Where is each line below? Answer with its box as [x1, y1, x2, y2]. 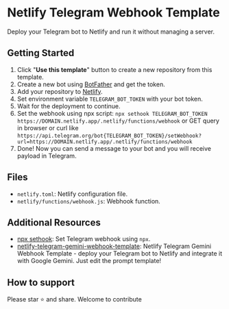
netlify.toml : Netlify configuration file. [16, 190, 128, 198]
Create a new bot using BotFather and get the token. [16, 80, 166, 88]
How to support [7, 276, 75, 288]
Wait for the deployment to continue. [16, 101, 121, 110]
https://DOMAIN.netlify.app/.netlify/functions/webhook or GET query [16, 116, 219, 125]
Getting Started [7, 47, 75, 59]
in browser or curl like [16, 123, 79, 132]
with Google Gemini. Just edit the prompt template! [16, 257, 162, 265]
